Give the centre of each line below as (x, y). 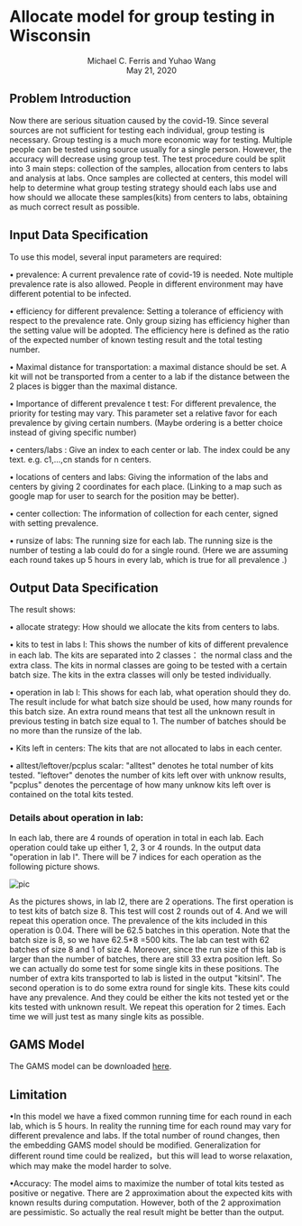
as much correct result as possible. (75, 207)
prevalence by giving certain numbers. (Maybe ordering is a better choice (146, 422)
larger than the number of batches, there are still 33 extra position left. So (146, 959)
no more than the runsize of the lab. (76, 731)
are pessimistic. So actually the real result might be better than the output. (147, 1212)
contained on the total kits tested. (71, 795)
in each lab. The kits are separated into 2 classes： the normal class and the (151, 655)
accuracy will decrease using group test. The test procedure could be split (147, 159)
